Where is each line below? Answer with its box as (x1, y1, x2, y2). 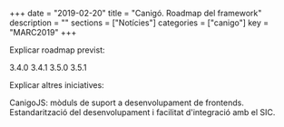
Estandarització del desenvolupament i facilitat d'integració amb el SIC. (9, 107, 276, 117)
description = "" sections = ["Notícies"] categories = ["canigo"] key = (9, 17, 269, 28)
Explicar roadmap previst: (9, 44, 106, 55)
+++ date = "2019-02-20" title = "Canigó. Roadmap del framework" (9, 8, 262, 18)
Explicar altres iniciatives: (9, 80, 104, 90)
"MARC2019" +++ (9, 27, 77, 37)
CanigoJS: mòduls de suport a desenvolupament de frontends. (9, 97, 245, 108)
